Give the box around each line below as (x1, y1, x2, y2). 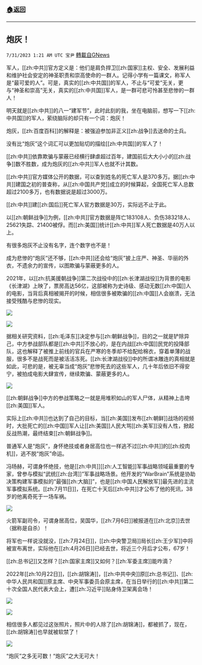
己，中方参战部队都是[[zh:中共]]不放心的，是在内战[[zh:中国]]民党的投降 (6, 340, 185, 347)
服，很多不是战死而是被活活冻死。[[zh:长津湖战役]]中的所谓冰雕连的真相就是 (6, 355, 195, 362)
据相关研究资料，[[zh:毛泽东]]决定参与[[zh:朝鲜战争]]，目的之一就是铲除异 (6, 333, 189, 340)
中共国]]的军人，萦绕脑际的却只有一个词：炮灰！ (6, 114, 126, 122)
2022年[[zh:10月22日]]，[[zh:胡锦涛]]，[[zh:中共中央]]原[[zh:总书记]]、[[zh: (6, 571, 194, 578)
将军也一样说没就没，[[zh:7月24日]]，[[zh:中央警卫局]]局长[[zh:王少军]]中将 (6, 537, 194, 545)
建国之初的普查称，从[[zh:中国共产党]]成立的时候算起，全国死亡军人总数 (15, 181, 194, 188)
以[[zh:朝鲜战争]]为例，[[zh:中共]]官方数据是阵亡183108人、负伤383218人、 (6, 214, 194, 221)
